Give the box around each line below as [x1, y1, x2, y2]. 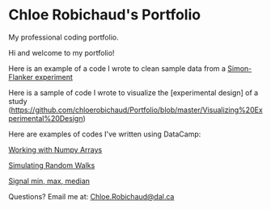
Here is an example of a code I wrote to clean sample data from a [8, 63, 227, 73]
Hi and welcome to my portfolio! [8, 48, 115, 57]
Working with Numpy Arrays [8, 144, 103, 154]
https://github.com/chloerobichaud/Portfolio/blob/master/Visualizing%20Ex [11, 105, 263, 115]
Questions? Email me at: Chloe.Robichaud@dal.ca [8, 191, 175, 201]
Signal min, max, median [8, 176, 91, 186]
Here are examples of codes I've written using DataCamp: [8, 129, 201, 139]
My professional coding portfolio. [8, 32, 119, 42]
